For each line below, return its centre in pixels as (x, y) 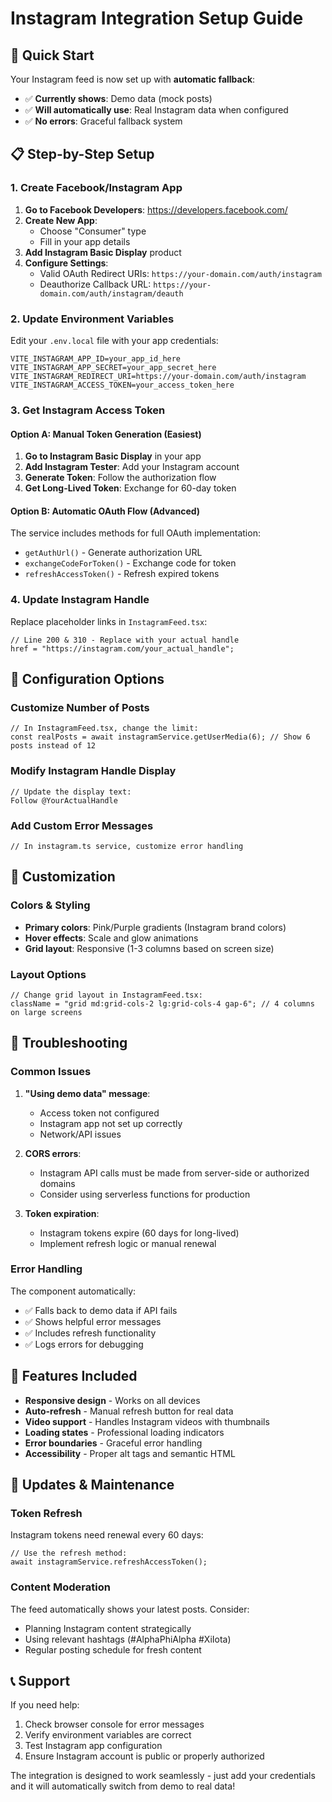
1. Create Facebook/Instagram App (96, 188)
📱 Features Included (74, 1376)
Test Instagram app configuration (93, 1746)
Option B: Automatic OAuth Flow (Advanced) (105, 511)
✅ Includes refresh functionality (90, 1333)
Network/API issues (80, 1134)
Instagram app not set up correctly (111, 1123)
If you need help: (45, 1705)
